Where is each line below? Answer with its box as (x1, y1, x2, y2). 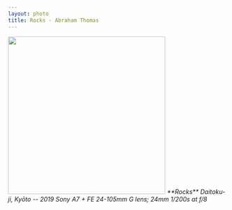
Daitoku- (200, 187, 226, 196)
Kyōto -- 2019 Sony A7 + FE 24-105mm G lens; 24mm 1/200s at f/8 (14, 195, 208, 203)
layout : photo (8, 10, 50, 17)
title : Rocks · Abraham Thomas (8, 17, 99, 24)
